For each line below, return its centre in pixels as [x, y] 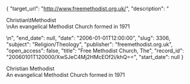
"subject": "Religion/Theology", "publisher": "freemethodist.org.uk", [90, 44]
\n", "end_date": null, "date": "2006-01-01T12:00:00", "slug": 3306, [88, 38]
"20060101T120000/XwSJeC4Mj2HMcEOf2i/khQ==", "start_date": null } [95, 57]
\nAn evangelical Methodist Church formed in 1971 [68, 27]
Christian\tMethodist [31, 20]
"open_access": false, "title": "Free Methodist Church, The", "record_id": [95, 51]
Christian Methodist [30, 69]
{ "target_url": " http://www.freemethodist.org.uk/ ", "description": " [88, 9]
